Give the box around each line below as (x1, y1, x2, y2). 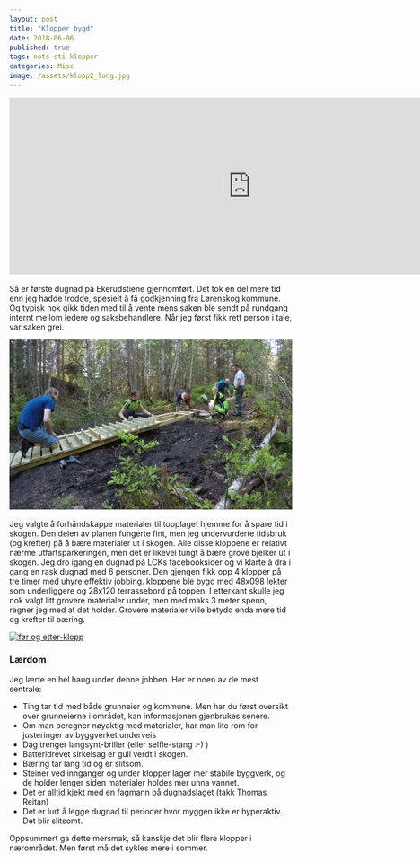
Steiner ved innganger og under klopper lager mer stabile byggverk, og (22, 768, 285, 778)
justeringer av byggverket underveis (22, 729, 157, 740)
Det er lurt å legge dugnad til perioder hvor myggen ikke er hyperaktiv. (22, 805, 283, 816)
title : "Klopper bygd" (9, 23, 94, 33)
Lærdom (9, 654, 47, 666)
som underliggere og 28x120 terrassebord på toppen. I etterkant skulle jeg (9, 585, 284, 596)
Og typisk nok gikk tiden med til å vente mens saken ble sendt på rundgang (9, 302, 289, 313)
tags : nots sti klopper (9, 52, 99, 62)
